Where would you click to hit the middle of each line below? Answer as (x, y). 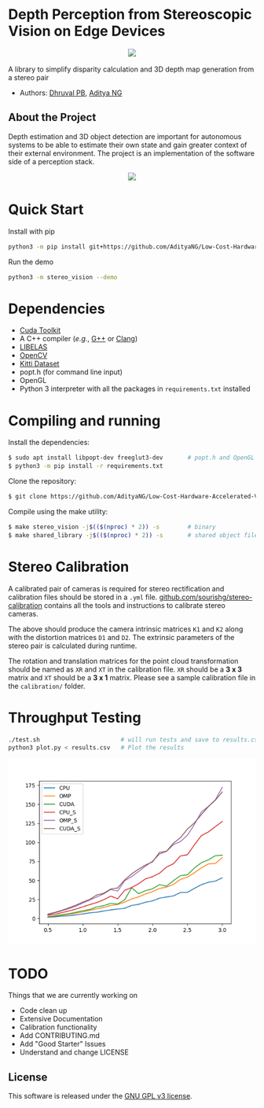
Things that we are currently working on (73, 996)
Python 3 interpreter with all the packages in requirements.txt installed (135, 389)
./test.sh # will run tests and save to (114, 740)
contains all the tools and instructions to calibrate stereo (135, 605)
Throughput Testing (75, 718)
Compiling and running (84, 420)
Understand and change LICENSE (74, 1052)
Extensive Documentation (61, 1019)
